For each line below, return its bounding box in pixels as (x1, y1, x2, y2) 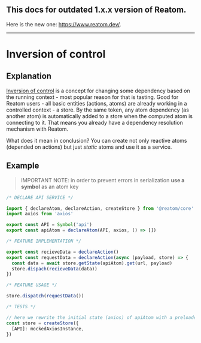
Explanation (6, 71, 52, 82)
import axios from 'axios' (6, 211, 74, 217)
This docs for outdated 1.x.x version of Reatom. (6, 5, 187, 15)
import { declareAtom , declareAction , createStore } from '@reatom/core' (6, 205, 194, 212)
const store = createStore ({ (6, 320, 79, 326)
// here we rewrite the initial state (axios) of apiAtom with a (6, 314, 172, 320)
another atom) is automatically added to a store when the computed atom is (6, 112, 193, 119)
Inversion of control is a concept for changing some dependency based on (6, 87, 190, 94)
